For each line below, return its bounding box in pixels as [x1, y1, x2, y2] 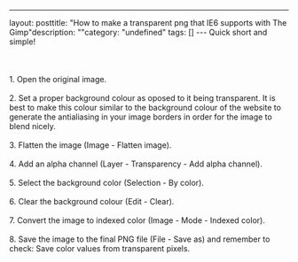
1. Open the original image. [9, 74, 107, 84]
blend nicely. [9, 121, 56, 131]
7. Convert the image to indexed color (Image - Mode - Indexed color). [9, 215, 266, 226]
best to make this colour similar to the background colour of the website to [9, 103, 282, 112]
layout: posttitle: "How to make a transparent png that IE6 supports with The [9, 18, 287, 27]
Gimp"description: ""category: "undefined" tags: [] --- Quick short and [9, 27, 268, 37]
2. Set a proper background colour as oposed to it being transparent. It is [9, 93, 277, 103]
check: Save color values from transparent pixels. [9, 243, 191, 253]
